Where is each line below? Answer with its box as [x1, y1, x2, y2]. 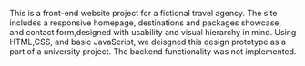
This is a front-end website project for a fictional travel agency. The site [9, 8, 278, 18]
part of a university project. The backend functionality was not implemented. [9, 46, 297, 57]
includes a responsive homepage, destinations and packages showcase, [9, 17, 282, 28]
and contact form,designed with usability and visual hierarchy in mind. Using [9, 27, 297, 37]
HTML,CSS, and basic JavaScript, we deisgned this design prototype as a [9, 36, 287, 47]
